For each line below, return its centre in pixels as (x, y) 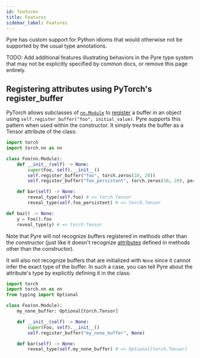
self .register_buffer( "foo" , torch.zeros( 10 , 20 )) (92, 175)
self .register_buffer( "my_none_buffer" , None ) (86, 333)
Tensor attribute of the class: (42, 132)
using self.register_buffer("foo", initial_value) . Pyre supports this (93, 119)
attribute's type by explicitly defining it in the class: (68, 273)
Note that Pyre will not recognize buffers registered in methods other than (97, 236)
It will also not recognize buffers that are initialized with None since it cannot (99, 260)
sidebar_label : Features (37, 23)
